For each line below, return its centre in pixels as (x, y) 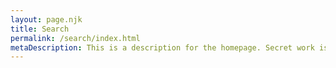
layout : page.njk (46, 19)
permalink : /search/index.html (75, 38)
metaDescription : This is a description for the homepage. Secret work (162, 47)
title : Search (40, 29)
